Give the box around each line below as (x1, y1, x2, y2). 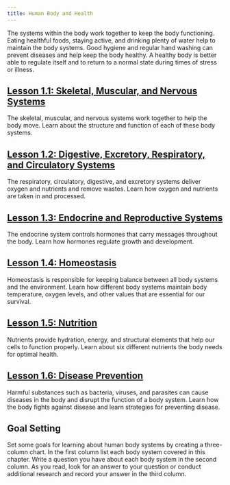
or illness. (7, 65, 35, 73)
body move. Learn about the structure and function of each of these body (7, 121, 216, 130)
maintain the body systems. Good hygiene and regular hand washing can (7, 43, 214, 51)
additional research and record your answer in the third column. (7, 470, 187, 478)
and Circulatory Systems (7, 159, 115, 171)
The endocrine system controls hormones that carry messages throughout (7, 230, 218, 239)
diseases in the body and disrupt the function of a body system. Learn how (7, 395, 219, 403)
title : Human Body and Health (7, 10, 94, 17)
